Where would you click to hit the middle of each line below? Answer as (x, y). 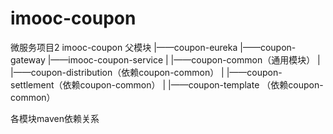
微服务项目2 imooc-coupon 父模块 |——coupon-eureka (124, 47)
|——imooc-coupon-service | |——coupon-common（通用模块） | (184, 59)
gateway (28, 59)
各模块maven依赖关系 (55, 118)
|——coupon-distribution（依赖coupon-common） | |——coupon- (146, 72)
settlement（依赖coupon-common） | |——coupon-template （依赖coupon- (167, 84)
